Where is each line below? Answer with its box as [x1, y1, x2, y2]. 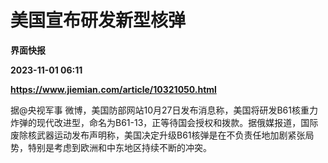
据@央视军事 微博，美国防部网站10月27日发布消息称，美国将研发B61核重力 [10, 104, 318, 116]
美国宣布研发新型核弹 [10, 9, 187, 32]
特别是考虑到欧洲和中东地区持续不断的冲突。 [27, 141, 212, 153]
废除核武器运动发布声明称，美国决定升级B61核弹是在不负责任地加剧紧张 [10, 129, 306, 141]
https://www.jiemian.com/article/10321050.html [10, 83, 217, 95]
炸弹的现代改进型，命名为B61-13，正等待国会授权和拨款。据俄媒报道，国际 [10, 116, 319, 128]
